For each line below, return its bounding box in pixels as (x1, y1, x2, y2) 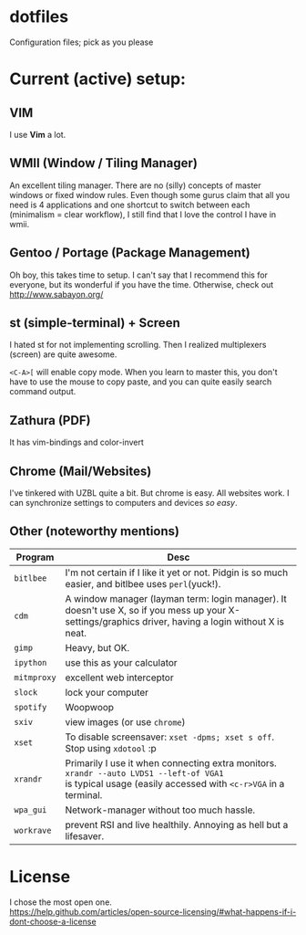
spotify (14, 701, 47, 712)
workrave (14, 825, 52, 835)
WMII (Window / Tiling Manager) (9, 155, 199, 171)
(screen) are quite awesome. (9, 349, 117, 360)
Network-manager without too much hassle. (65, 804, 256, 816)
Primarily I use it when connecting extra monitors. (65, 756, 278, 769)
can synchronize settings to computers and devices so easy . (9, 498, 239, 508)
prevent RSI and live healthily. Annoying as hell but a (65, 818, 289, 831)
